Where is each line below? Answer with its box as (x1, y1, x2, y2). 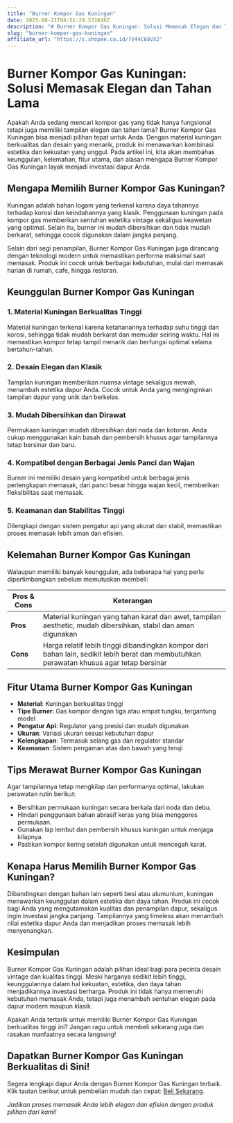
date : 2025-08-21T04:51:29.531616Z (7, 17, 110, 24)
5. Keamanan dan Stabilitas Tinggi (7, 506, 125, 516)
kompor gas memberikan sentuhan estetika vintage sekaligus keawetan (7, 216, 212, 224)
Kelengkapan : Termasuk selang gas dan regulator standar (17, 736, 184, 745)
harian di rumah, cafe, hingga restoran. (7, 266, 119, 274)
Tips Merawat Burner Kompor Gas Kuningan (7, 764, 202, 776)
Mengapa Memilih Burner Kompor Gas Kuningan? (7, 183, 225, 194)
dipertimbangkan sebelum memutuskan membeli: (7, 575, 148, 583)
